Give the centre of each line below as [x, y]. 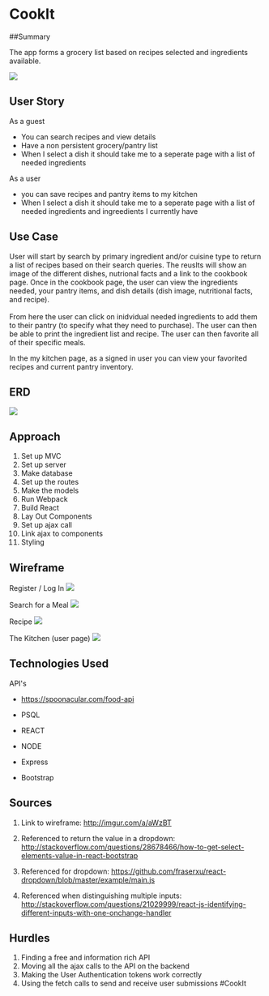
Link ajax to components [62, 534]
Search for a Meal [39, 605]
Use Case [34, 237]
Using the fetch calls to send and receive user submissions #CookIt [133, 983]
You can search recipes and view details [88, 137]
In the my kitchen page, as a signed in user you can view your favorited [128, 358]
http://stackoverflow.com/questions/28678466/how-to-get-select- [132, 847]
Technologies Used [59, 664]
